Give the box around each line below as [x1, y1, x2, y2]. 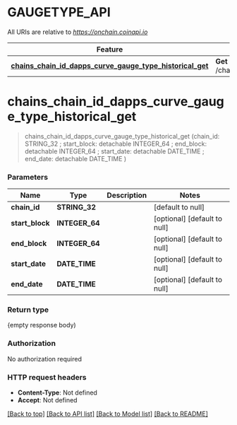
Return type [7, 305, 49, 315]
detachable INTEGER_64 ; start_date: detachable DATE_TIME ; [24, 146, 205, 156]
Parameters [7, 172, 48, 182]
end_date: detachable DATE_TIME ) [24, 154, 127, 163]
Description [107, 190, 147, 200]
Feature [96, 44, 123, 54]
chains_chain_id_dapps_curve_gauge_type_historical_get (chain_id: [24, 132, 220, 140]
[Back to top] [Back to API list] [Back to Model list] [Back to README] [7, 409, 208, 418]
